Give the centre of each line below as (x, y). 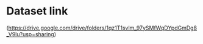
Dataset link (37, 11)
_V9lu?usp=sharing (30, 34)
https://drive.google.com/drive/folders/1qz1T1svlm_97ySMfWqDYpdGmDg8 (102, 28)
